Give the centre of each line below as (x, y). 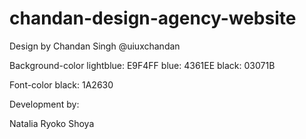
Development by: (44, 104)
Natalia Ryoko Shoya (52, 123)
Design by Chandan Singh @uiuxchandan (95, 46)
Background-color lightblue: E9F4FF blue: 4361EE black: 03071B (142, 65)
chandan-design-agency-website (153, 18)
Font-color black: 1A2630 (61, 84)
